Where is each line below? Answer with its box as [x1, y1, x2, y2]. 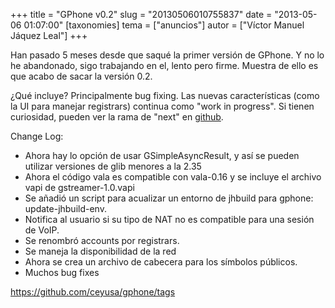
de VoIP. [24, 224, 60, 236]
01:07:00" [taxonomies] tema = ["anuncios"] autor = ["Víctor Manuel [23, 19, 305, 31]
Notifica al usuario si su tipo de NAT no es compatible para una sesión [24, 214, 315, 225]
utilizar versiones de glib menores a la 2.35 [24, 160, 202, 172]
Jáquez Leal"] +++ [10, 30, 88, 41]
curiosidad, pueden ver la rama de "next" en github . [10, 111, 224, 123]
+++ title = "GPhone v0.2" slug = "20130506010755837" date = [10, 9, 273, 20]
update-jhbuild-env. [24, 203, 107, 214]
